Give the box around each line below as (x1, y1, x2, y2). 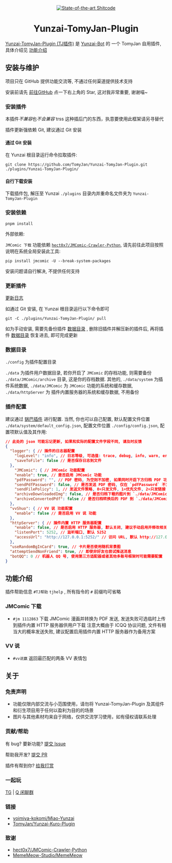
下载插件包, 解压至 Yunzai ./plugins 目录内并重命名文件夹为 (5, 190, 132, 196)
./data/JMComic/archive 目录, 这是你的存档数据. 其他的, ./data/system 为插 (5, 376, 163, 383)
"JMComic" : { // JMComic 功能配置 (14, 468, 85, 473)
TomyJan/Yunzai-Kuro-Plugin (12, 821, 75, 827)
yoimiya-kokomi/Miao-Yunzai (12, 815, 75, 821)
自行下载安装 (5, 178, 32, 184)
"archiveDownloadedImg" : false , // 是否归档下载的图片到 (14, 492, 131, 497)
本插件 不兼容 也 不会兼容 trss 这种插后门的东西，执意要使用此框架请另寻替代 (5, 116, 164, 122)
